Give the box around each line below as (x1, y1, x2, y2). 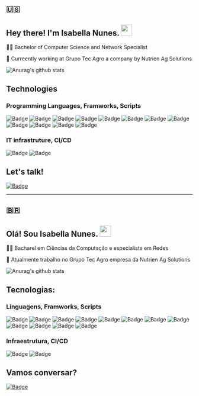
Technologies (6, 83, 58, 94)
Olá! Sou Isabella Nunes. (6, 228, 98, 239)
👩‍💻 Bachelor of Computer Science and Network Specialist (6, 44, 148, 51)
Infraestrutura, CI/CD (6, 337, 68, 345)
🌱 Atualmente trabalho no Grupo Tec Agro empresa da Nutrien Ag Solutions (6, 256, 191, 263)
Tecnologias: (6, 285, 55, 295)
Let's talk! (6, 166, 44, 176)
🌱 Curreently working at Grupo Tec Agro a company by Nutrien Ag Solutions (6, 55, 192, 62)
